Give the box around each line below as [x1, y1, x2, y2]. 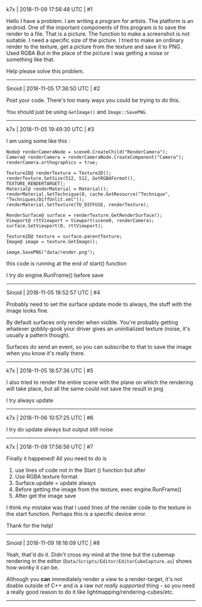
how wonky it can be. [6, 564, 60, 571]
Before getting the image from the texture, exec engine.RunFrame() [14, 486, 182, 493]
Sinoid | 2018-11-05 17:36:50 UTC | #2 [6, 85, 100, 92]
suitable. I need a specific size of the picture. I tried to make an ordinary [6, 37, 185, 43]
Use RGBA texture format [14, 473, 78, 480]
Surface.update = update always [14, 480, 96, 486]
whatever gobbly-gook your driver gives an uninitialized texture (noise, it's [6, 325, 191, 332]
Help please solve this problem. [6, 68, 85, 75]
